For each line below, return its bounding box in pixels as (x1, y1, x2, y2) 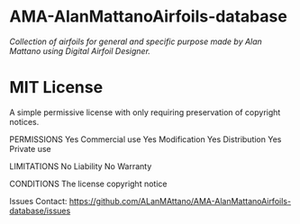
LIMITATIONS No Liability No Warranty (9, 160, 152, 172)
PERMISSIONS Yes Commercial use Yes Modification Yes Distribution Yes (9, 133, 282, 145)
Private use (9, 143, 51, 154)
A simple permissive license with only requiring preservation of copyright (9, 106, 281, 118)
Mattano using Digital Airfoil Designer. (9, 45, 151, 56)
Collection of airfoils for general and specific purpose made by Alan (9, 36, 263, 47)
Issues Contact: (9, 195, 68, 206)
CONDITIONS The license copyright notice (9, 178, 168, 189)
